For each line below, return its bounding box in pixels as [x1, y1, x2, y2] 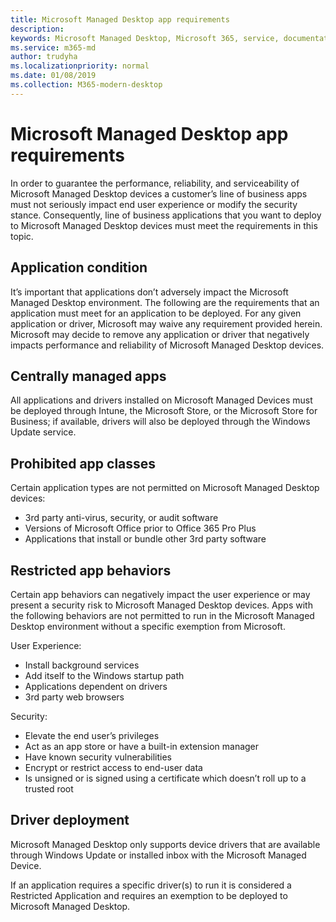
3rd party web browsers [24, 691, 125, 703]
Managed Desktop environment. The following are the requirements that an [10, 296, 320, 308]
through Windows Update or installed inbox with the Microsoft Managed [10, 849, 307, 861]
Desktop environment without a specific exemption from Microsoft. [10, 620, 286, 632]
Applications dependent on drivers [24, 680, 168, 692]
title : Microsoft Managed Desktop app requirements [10, 14, 230, 25]
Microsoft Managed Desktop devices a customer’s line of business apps [10, 187, 308, 200]
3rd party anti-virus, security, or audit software [24, 512, 219, 524]
